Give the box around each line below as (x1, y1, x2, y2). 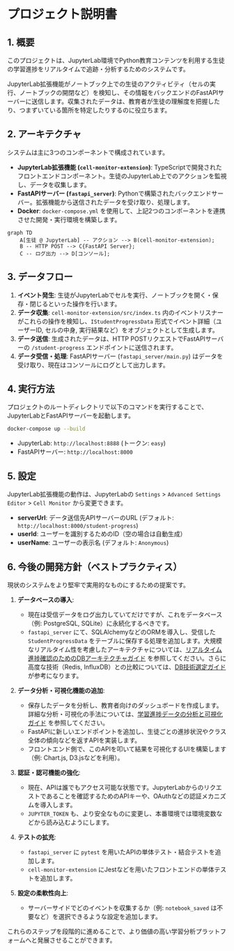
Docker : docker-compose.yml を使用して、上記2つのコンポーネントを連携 (17, 207, 226, 215)
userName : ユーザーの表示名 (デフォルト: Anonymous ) (17, 538, 169, 547)
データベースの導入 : (17, 595, 75, 604)
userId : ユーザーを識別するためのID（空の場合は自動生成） (17, 530, 187, 538)
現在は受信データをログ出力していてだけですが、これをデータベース (27, 610, 223, 619)
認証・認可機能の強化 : (17, 768, 81, 776)
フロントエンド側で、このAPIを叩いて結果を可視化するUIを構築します (27, 744, 227, 753)
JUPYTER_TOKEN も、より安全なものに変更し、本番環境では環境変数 (27, 809, 217, 818)
